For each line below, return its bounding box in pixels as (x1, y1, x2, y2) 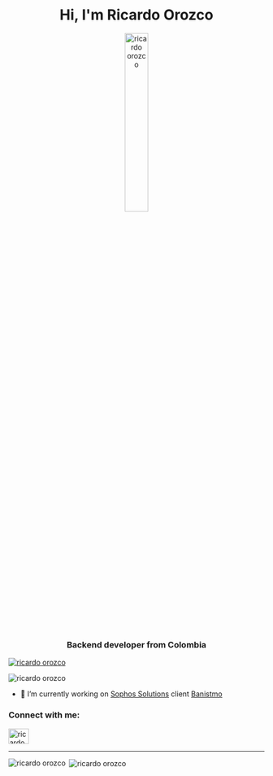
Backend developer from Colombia (66, 639, 207, 650)
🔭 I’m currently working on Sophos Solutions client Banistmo (19, 689, 223, 699)
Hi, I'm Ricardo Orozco (59, 6, 214, 24)
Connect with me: (8, 709, 80, 721)
